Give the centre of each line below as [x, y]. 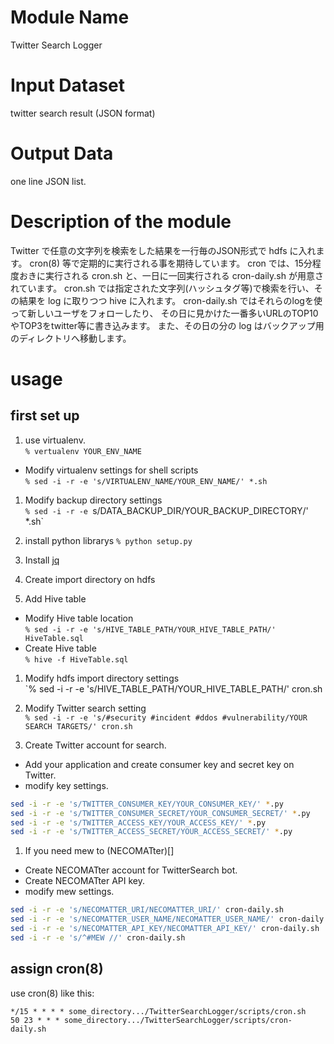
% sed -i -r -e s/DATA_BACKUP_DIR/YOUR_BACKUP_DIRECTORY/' [166, 510]
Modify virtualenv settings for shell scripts [111, 470]
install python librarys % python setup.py [108, 540]
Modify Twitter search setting [85, 708]
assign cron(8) [57, 969]
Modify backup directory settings [93, 500]
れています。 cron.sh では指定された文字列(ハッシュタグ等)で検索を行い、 [162, 288]
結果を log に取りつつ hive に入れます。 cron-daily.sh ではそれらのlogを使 [170, 300]
